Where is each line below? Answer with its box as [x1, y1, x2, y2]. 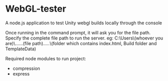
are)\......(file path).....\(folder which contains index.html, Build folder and [5, 40, 157, 46]
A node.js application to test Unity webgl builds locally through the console [5, 20, 162, 26]
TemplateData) [5, 46, 37, 52]
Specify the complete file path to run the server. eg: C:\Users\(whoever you [5, 35, 163, 41]
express [12, 70, 30, 76]
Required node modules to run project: [5, 55, 87, 61]
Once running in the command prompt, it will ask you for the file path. [5, 29, 151, 35]
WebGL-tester [5, 3, 66, 15]
